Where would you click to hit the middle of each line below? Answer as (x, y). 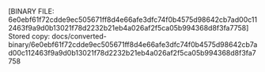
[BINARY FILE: (31, 11)
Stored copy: (29, 36)
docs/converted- (79, 36)
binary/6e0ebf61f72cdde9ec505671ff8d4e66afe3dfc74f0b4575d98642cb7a (133, 45)
